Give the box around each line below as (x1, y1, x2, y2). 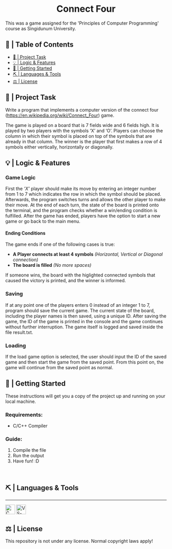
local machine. (5, 398, 36, 405)
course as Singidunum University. (5, 25, 76, 31)
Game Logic (5, 174, 36, 181)
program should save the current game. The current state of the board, (5, 307, 155, 313)
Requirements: (5, 411, 43, 418)
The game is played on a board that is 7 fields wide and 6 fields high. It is (5, 122, 160, 128)
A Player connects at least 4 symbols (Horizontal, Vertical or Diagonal (12, 251, 163, 258)
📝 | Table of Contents (5, 40, 74, 49)
